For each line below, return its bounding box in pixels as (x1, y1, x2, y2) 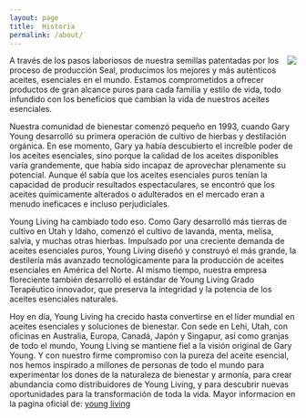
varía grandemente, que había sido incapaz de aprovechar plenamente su (9, 160, 287, 171)
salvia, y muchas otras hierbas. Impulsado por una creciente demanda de (9, 236, 285, 247)
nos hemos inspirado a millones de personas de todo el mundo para (9, 360, 265, 371)
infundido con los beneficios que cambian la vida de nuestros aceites (9, 94, 270, 105)
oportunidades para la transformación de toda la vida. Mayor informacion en (9, 389, 296, 400)
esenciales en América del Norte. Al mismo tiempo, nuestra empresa (9, 265, 267, 276)
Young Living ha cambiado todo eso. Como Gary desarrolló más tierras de (9, 216, 288, 228)
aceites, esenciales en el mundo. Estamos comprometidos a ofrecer (9, 75, 264, 86)
